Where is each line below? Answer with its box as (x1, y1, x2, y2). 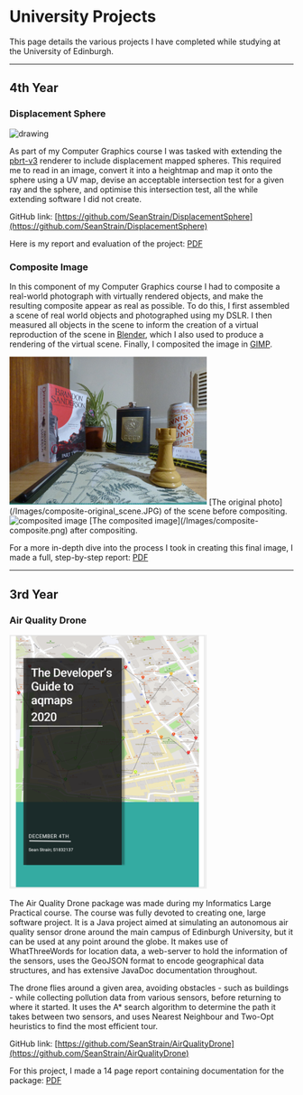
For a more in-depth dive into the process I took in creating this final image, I (9, 543, 293, 553)
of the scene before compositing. (163, 506, 288, 516)
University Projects (9, 6, 157, 27)
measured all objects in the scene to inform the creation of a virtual (9, 319, 259, 330)
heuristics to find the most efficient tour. (9, 1020, 159, 1031)
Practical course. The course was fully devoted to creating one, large (9, 907, 266, 918)
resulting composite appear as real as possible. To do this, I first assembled (9, 300, 290, 311)
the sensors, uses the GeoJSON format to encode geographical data (9, 955, 264, 966)
